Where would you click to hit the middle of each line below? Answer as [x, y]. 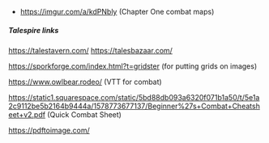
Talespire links [34, 30]
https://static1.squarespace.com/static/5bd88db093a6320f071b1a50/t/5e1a [134, 97]
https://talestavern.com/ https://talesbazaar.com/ [90, 50]
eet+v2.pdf [27, 114]
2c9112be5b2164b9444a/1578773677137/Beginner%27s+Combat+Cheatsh [134, 106]
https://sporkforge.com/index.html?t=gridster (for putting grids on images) [133, 66]
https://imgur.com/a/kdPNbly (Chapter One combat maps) [117, 12]
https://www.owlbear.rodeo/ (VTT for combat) [85, 82]
